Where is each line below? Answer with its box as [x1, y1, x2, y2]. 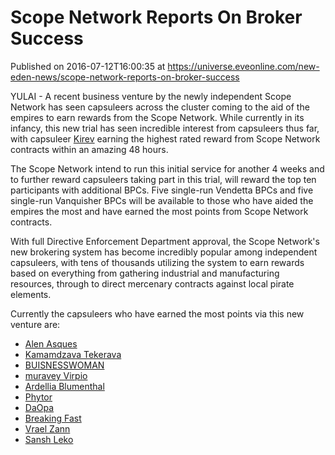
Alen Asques [24, 337, 78, 350]
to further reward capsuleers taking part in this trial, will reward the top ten [10, 173, 317, 185]
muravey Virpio [24, 369, 88, 381]
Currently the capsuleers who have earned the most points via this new [10, 307, 305, 320]
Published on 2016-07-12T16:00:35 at [10, 60, 166, 72]
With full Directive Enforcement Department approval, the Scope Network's [10, 235, 320, 247]
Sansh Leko [24, 433, 74, 445]
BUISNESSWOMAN [24, 359, 105, 371]
